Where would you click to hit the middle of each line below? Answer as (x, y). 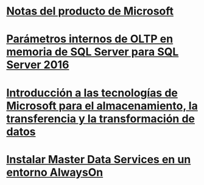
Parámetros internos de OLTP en (90, 39)
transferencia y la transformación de (101, 118)
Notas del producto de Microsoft (90, 11)
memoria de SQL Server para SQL (93, 52)
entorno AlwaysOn (55, 172)
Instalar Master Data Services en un (99, 159)
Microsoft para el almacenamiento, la (102, 106)
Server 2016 (38, 65)
